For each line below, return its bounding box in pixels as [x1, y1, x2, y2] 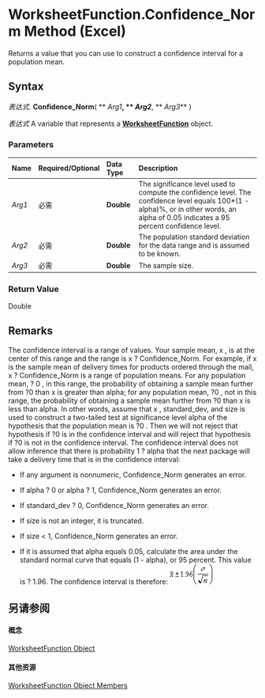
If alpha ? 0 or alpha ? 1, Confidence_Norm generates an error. [19, 485, 222, 495]
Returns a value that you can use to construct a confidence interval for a [8, 48, 244, 58]
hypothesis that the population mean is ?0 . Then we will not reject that [8, 421, 238, 431]
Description [138, 164, 178, 173]
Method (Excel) [24, 22, 126, 40]
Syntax [8, 80, 44, 93]
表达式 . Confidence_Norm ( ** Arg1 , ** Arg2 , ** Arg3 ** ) [8, 101, 192, 112]
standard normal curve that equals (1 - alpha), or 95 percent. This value [19, 555, 252, 564]
